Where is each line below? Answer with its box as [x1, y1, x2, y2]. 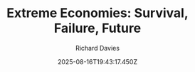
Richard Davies [75, 43, 120, 52]
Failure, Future [53, 20, 142, 36]
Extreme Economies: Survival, [6, 5, 189, 21]
